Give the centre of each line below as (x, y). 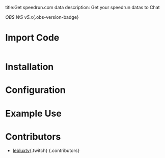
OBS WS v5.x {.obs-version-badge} (42, 17)
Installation (30, 67)
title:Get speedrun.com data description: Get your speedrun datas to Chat (82, 7)
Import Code (32, 38)
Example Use (34, 113)
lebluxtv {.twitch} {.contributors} (46, 151)
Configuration (36, 90)
